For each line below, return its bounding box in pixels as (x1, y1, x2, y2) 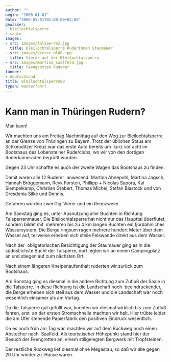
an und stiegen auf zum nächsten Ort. (5, 253, 85, 259)
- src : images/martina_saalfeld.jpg (5, 60, 83, 65)
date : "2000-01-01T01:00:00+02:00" (5, 17, 81, 22)
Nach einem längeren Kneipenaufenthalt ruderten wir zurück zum (5, 263, 143, 269)
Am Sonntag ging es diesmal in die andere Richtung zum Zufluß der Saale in (5, 278, 165, 284)
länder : (5, 70, 22, 75)
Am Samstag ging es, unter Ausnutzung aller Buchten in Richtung (5, 210, 143, 217)
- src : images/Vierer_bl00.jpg (5, 50, 72, 55)
